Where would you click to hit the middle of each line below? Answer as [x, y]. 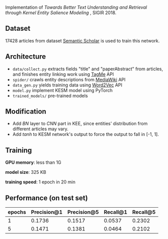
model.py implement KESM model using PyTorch [62, 90]
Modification [26, 111]
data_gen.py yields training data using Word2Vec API [67, 85]
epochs [17, 212]
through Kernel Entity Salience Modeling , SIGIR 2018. [61, 13]
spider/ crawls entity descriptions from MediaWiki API [69, 79]
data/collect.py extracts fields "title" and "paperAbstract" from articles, [88, 69]
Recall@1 [116, 212]
